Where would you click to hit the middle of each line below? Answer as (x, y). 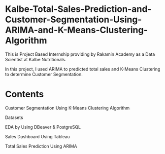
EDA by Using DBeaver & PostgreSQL (43, 127)
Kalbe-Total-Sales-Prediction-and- (78, 9)
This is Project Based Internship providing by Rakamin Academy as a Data (80, 54)
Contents (25, 94)
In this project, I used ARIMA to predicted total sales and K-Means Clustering (83, 69)
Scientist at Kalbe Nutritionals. (36, 59)
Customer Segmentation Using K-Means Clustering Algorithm (67, 108)
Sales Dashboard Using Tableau (38, 136)
